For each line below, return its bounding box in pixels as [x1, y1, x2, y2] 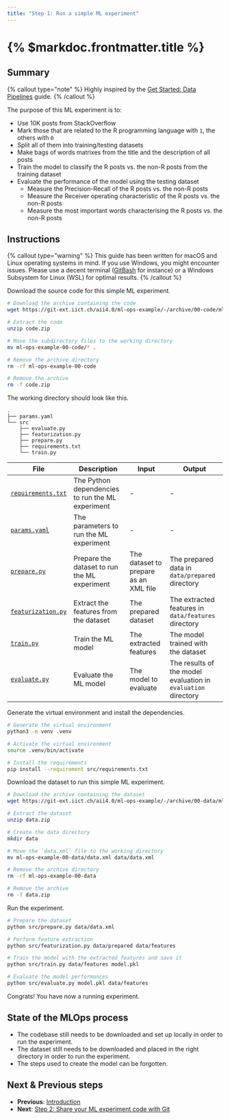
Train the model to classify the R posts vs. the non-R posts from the [16, 163, 208, 171]
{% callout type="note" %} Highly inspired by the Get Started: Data [7, 85, 196, 93]
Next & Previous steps [7, 1080, 103, 1091]
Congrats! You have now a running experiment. [7, 992, 140, 1000]
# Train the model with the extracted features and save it [7, 955, 183, 962]
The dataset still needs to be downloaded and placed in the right [16, 1045, 199, 1053]
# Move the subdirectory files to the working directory [7, 337, 173, 344]
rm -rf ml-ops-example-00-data [7, 872, 97, 880]
